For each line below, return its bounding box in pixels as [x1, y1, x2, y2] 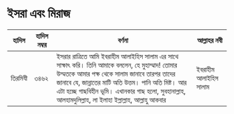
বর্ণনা [118, 35, 129, 45]
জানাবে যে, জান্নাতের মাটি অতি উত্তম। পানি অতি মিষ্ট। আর [56, 77, 187, 87]
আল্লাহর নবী [197, 35, 223, 45]
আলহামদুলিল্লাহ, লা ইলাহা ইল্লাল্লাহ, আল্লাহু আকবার [56, 95, 166, 104]
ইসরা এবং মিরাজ [7, 6, 71, 22]
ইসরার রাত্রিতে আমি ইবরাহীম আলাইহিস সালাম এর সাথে [56, 51, 179, 61]
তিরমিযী [10, 73, 28, 83]
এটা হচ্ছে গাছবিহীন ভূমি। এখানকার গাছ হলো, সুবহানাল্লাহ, [56, 86, 186, 96]
